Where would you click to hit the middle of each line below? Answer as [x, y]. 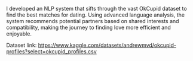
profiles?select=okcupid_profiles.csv [51, 52]
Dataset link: [22, 45]
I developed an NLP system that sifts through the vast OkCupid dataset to [96, 9]
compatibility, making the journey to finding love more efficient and [89, 27]
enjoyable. [19, 34]
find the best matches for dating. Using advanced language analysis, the [96, 15]
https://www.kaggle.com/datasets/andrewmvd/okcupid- [107, 45]
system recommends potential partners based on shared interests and [93, 21]
